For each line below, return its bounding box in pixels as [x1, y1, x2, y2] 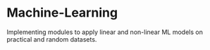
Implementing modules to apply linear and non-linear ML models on [6, 28, 204, 36]
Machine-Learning [6, 5, 118, 21]
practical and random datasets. [6, 35, 97, 43]
